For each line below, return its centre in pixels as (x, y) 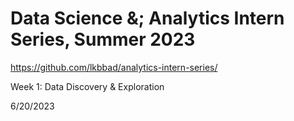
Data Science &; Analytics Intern (147, 18)
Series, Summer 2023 (103, 39)
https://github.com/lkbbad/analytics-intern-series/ (114, 67)
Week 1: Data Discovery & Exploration (87, 86)
